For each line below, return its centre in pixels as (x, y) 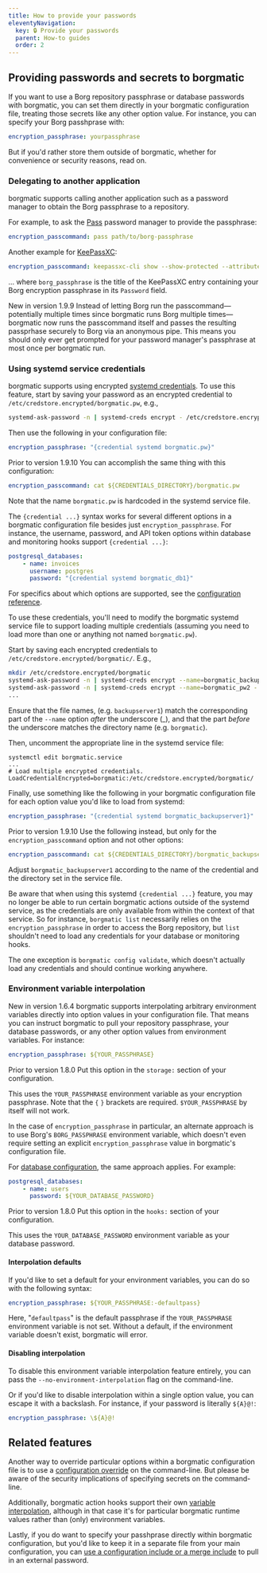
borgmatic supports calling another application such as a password (118, 198)
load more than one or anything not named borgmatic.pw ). (103, 635)
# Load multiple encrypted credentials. (76, 771)
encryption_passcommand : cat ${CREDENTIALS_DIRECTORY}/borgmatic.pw (124, 485)
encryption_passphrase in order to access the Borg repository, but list (124, 927)
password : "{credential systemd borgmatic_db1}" (111, 578)
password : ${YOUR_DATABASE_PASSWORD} (92, 1196)
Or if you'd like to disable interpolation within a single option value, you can (131, 1395)
